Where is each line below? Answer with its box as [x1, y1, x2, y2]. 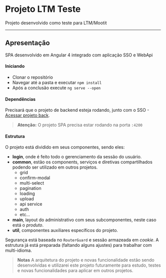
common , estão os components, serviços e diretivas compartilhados [12, 159, 153, 165]
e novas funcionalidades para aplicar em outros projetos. [17, 268, 133, 274]
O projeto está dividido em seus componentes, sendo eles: [5, 144, 125, 150]
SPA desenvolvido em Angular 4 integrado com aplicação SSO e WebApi [5, 52, 153, 58]
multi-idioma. [5, 247, 32, 253]
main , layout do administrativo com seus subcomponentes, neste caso [12, 217, 157, 223]
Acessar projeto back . [5, 112, 50, 118]
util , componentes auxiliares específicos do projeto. [12, 228, 119, 233]
